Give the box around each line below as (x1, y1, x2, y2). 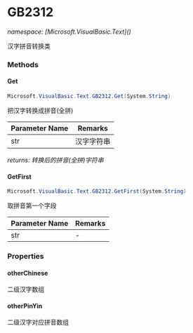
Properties (7, 251, 44, 261)
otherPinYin (7, 301, 43, 310)
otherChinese (7, 269, 48, 277)
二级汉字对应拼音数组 (7, 318, 69, 327)
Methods (7, 60, 39, 69)
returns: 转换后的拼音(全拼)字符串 (7, 156, 104, 164)
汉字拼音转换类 (7, 41, 51, 50)
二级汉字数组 (7, 285, 44, 294)
